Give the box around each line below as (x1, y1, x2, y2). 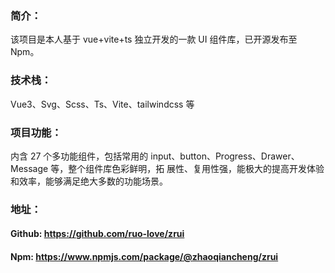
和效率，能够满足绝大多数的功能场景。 (10, 175, 168, 187)
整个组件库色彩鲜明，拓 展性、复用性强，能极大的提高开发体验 (68, 162, 325, 174)
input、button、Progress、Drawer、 (150, 150, 300, 162)
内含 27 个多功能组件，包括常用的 (10, 150, 149, 162)
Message (10, 162, 49, 174)
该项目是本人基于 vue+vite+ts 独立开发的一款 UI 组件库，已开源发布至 (10, 33, 298, 46)
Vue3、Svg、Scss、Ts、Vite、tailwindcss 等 (10, 98, 195, 110)
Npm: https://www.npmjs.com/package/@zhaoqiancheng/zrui (10, 251, 279, 262)
